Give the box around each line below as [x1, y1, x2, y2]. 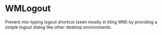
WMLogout [5, 3, 51, 14]
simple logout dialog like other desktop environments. [5, 24, 112, 30]
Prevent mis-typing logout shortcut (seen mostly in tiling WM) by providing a [5, 19, 157, 25]
